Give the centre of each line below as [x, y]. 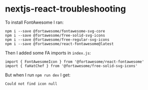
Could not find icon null [31, 84]
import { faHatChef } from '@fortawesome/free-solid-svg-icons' [71, 66]
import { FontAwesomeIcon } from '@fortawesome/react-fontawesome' [75, 61]
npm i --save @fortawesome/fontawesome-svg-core [55, 31]
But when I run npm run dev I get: [38, 75]
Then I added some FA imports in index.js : [48, 53]
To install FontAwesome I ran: [34, 22]
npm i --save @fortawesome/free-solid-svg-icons [55, 35]
